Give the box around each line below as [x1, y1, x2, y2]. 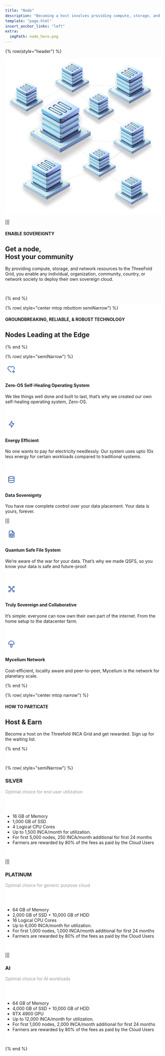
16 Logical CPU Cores [12, 917, 57, 923]
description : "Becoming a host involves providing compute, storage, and [5, 13, 161, 18]
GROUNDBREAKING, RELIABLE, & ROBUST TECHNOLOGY [5, 317, 125, 322]
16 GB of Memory [12, 813, 48, 819]
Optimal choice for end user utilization [5, 789, 83, 794]
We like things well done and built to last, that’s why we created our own [5, 394, 152, 400]
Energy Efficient [5, 437, 39, 443]
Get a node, [5, 245, 41, 253]
